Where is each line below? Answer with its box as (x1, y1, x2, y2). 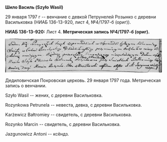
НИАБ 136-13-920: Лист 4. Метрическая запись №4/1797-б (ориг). (5, 29, 150, 34)
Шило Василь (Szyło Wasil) (5, 4, 64, 10)
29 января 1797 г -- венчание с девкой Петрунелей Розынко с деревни (5, 14, 157, 19)
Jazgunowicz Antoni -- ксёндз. (5, 131, 70, 137)
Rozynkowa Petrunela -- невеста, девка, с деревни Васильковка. (5, 102, 142, 108)
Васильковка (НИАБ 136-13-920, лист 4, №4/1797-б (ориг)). (5, 19, 131, 25)
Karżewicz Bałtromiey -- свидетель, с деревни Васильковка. (5, 112, 132, 118)
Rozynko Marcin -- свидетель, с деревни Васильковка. (5, 121, 121, 127)
